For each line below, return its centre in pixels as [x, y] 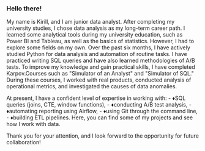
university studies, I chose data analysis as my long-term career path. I [96, 28]
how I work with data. [33, 124]
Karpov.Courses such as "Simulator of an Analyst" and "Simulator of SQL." [100, 74]
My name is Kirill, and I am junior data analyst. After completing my [91, 22]
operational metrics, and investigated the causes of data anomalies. [92, 86]
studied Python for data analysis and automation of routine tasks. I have [97, 54]
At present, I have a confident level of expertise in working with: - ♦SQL [96, 98]
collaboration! [24, 142]
